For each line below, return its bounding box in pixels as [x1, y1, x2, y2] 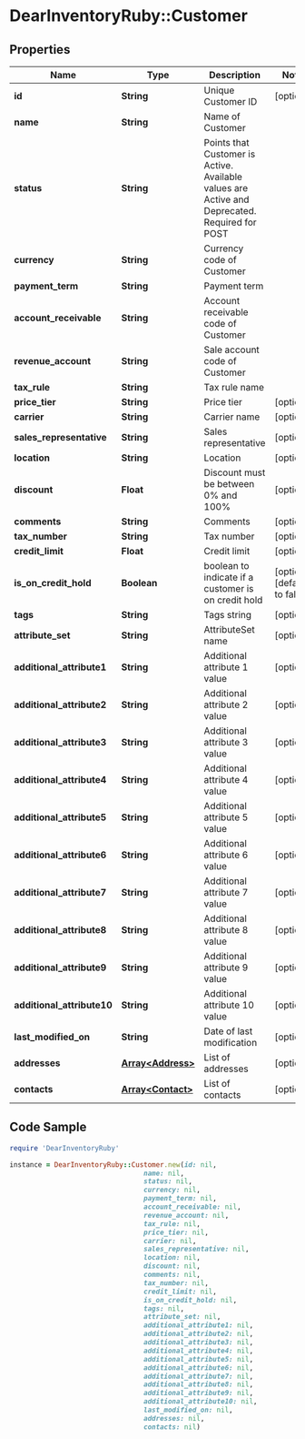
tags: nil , [143, 1303, 184, 1313]
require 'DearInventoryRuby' [9, 1143, 120, 1152]
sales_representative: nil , [143, 1244, 250, 1254]
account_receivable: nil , [143, 1202, 242, 1211]
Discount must [203, 466, 266, 479]
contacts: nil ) [143, 1422, 202, 1432]
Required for [203, 216, 257, 228]
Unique [203, 84, 235, 96]
